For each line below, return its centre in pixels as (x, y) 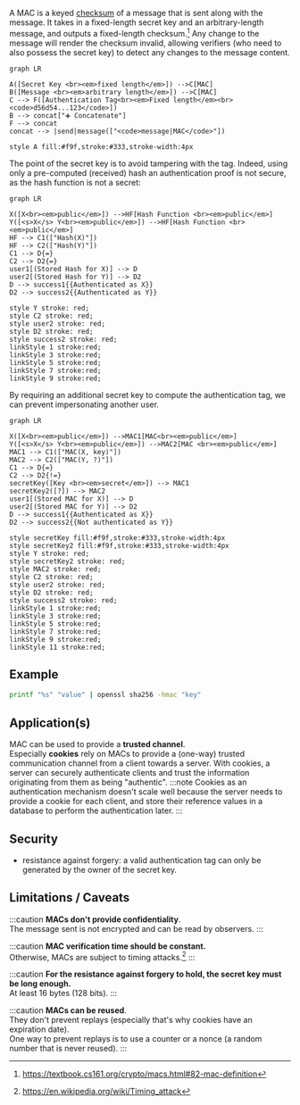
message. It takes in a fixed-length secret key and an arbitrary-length (137, 22)
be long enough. (40, 984)
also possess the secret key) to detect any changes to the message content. (150, 52)
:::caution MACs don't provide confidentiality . (95, 919)
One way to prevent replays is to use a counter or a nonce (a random (136, 1039)
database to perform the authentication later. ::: (96, 810)
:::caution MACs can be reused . (68, 1010)
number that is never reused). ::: (68, 1049)
